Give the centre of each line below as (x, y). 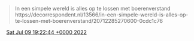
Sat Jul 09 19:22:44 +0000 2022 (46, 32)
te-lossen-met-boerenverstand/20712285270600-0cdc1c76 (89, 21)
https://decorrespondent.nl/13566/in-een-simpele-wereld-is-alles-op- (101, 15)
